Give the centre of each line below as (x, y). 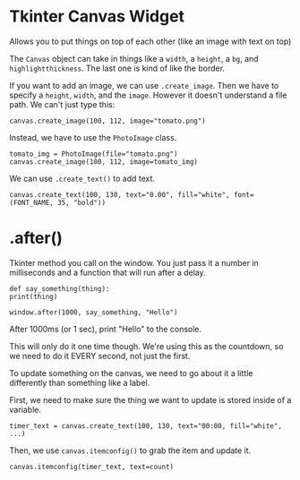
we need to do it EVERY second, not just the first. (100, 356)
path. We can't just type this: (62, 104)
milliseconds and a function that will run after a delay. (107, 272)
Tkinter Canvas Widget (97, 17)
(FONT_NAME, (31, 202)
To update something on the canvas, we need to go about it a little (131, 373)
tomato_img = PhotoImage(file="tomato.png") (94, 154)
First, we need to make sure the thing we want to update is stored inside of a (150, 399)
